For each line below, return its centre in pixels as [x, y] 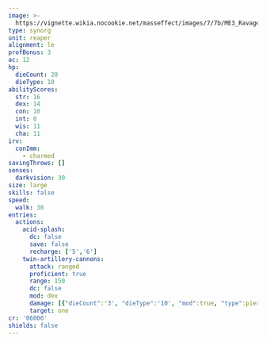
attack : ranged [54, 267]
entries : [23, 215]
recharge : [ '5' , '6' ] [63, 252]
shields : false [33, 325]
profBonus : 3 [30, 52]
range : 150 [47, 281]
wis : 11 [28, 126]
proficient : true [58, 274]
